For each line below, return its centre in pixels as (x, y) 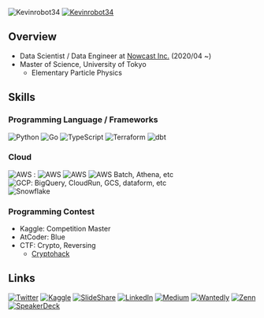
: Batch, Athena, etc (104, 174)
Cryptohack (50, 254)
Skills (22, 97)
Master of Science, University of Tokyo (83, 64)
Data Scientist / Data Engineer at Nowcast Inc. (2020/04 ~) (115, 56)
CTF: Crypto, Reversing (58, 246)
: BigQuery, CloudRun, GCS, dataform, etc (99, 183)
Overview (33, 37)
